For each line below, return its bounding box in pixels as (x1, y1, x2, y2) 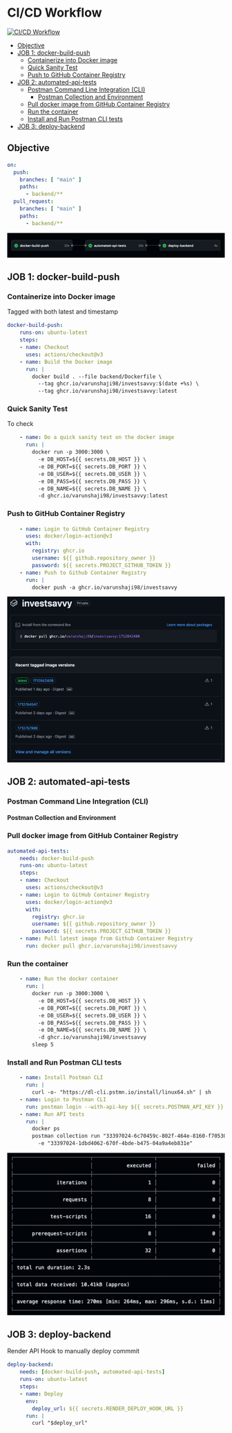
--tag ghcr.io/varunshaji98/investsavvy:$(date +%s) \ (37, 380, 199, 387)
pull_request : (13, 198, 54, 205)
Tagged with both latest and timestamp (7, 308, 119, 316)
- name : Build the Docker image (19, 358, 113, 365)
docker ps (32, 1125, 60, 1132)
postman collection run (32, 1132, 100, 1140)
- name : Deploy (19, 1390, 64, 1397)
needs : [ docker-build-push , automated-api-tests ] (19, 1369, 166, 1376)
